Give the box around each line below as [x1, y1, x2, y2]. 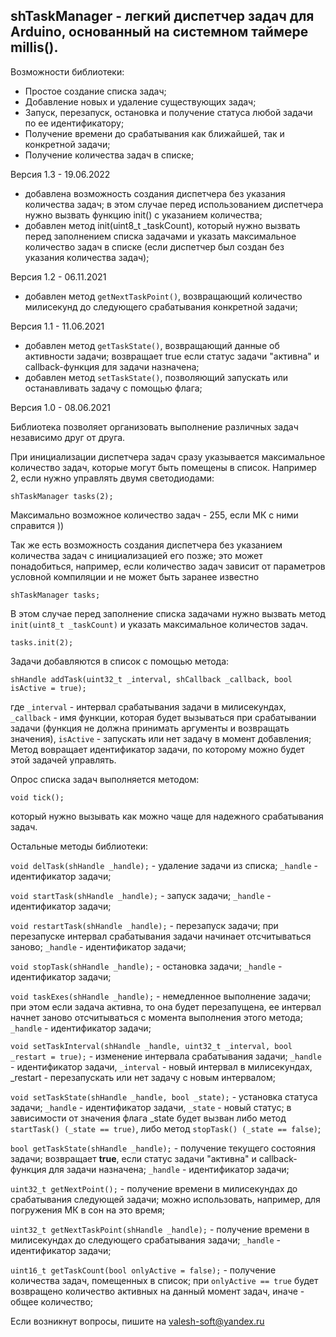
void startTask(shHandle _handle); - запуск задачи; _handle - [10, 889, 272, 901]
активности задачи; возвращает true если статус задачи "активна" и [24, 350, 320, 362]
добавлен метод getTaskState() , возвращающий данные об [24, 339, 280, 351]
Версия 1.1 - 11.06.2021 [10, 320, 105, 332]
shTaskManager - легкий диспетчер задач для [10, 8, 315, 25]
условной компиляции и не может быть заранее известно [10, 570, 260, 583]
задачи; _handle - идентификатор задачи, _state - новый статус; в [10, 1101, 292, 1113]
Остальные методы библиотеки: [10, 840, 149, 852]
